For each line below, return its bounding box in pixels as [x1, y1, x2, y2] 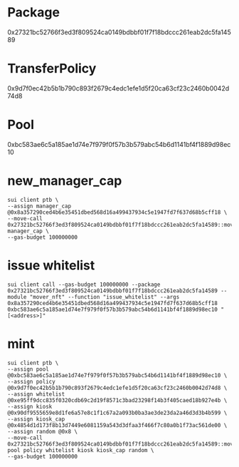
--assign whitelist [7, 390, 65, 398]
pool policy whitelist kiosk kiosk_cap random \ [7, 446, 154, 453]
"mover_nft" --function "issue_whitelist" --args [29, 293, 180, 300]
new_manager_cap [7, 173, 122, 189]
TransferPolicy [7, 61, 97, 77]
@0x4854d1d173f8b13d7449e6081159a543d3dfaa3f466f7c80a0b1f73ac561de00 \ [7, 421, 228, 428]
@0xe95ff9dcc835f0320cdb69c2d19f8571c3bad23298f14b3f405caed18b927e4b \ [7, 396, 228, 404]
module [7, 293, 27, 300]
